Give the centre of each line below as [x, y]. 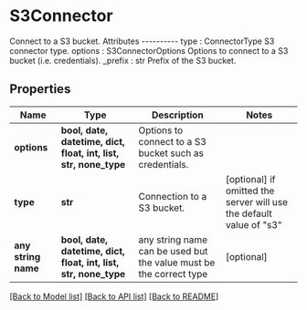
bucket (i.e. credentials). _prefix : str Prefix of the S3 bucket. [123, 60]
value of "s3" [254, 224]
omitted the [250, 191]
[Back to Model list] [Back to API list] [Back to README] [114, 296]
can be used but [173, 251]
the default [249, 213]
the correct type [173, 274]
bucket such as [171, 153]
